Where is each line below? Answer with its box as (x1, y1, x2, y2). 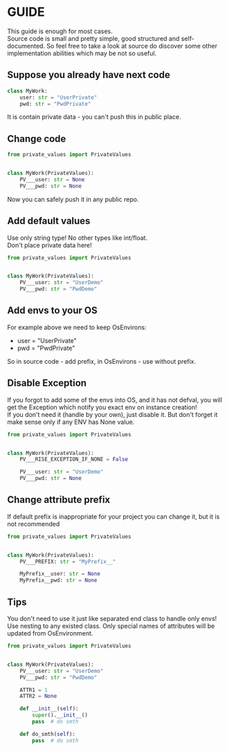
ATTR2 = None (19, 693, 57, 700)
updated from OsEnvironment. (7, 629, 93, 637)
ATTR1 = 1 (19, 686, 48, 694)
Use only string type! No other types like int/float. (7, 233, 148, 242)
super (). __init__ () (32, 712, 89, 719)
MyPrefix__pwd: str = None (19, 577, 98, 584)
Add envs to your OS (7, 305, 98, 317)
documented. (7, 41, 46, 50)
